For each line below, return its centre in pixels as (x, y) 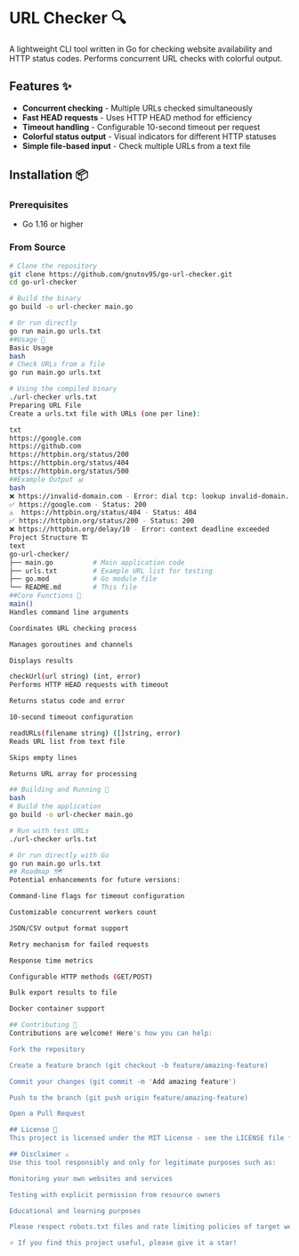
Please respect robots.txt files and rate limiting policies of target (145, 1227)
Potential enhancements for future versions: (95, 880)
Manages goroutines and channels (71, 644)
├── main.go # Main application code (97, 562)
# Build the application (55, 806)
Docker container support (57, 1009)
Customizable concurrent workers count (83, 913)
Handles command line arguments (69, 612)
